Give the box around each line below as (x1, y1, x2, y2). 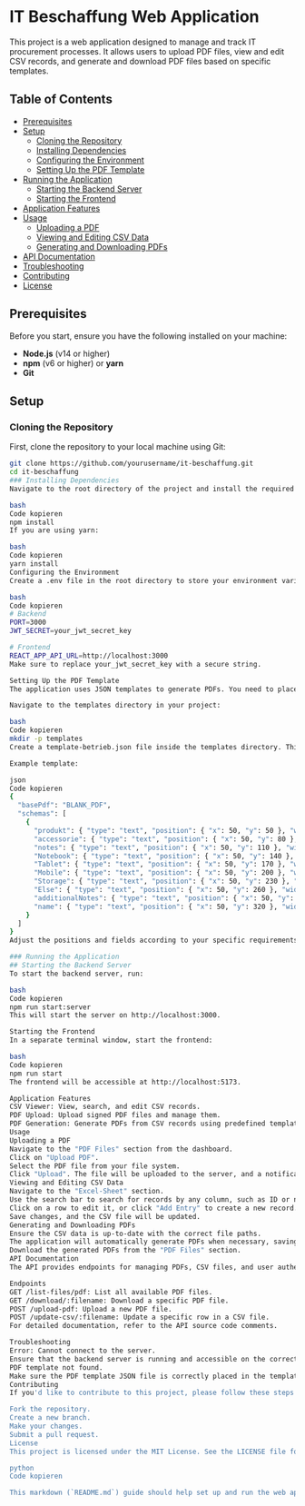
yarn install (9, 560, 59, 569)
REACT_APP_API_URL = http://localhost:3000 (9, 651, 169, 660)
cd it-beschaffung (9, 468, 79, 477)
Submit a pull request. (9, 1430, 100, 1439)
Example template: (9, 758, 79, 768)
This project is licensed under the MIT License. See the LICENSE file (9, 1447, 286, 1456)
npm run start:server (9, 1002, 92, 1012)
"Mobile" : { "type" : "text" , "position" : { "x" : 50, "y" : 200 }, (33, 868, 286, 877)
